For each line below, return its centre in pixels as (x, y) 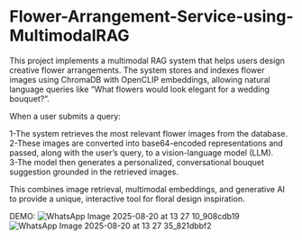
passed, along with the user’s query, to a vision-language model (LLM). (142, 152)
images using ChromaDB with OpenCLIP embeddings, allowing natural (140, 79)
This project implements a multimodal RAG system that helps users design (147, 60)
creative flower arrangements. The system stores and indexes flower (137, 70)
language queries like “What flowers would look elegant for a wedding (140, 89)
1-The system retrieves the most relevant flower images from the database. (149, 133)
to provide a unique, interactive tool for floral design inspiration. (127, 199)
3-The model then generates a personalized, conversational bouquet (137, 162)
